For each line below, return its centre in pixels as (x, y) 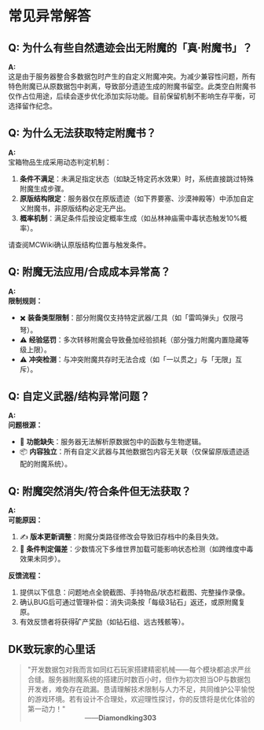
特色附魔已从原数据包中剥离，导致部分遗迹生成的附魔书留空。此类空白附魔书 (132, 86)
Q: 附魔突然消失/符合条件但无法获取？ (100, 491)
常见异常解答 (50, 16)
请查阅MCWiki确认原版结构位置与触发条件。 (79, 244)
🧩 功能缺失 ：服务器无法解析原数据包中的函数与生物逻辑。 (112, 442)
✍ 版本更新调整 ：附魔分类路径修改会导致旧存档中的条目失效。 (121, 537)
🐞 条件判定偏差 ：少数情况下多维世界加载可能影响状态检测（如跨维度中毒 (136, 549)
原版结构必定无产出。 (95, 208)
